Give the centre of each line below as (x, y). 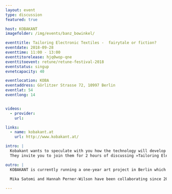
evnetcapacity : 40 (25, 71)
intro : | (15, 146)
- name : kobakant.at (32, 132)
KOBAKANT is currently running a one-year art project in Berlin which (88, 169)
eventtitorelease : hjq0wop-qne (39, 57)
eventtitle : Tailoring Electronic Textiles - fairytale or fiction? (81, 43)
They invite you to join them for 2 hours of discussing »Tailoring (84, 156)
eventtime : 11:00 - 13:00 (33, 52)
